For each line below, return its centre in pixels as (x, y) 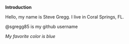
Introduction (18, 7)
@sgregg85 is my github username (41, 26)
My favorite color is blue (30, 36)
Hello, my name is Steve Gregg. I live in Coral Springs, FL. (65, 17)
